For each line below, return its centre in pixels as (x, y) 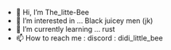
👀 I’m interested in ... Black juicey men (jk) (84, 21)
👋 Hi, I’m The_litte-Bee (52, 12)
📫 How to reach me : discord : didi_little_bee (89, 38)
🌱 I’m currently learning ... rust (65, 29)
